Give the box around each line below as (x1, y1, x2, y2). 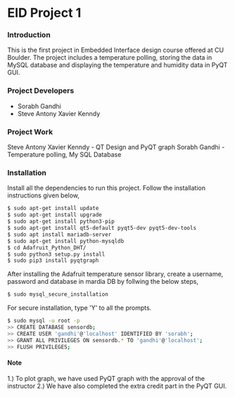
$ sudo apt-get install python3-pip (7, 218, 115, 226)
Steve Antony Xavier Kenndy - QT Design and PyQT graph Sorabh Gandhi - (7, 143, 225, 152)
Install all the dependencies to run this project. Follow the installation (7, 184, 206, 193)
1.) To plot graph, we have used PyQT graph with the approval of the (7, 374, 205, 382)
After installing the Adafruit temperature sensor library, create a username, (7, 270, 224, 278)
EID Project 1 (7, 5, 82, 21)
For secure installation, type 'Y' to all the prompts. (7, 304, 152, 312)
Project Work (7, 126, 53, 136)
